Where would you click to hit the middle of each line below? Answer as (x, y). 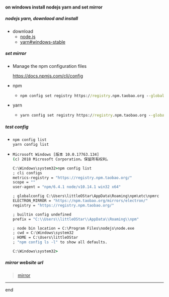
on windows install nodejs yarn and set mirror (54, 7)
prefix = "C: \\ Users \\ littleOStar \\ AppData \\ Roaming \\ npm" (76, 219)
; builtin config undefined (42, 214)
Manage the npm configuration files (50, 66)
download (23, 31)
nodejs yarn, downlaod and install (42, 19)
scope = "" (24, 182)
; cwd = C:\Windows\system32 (43, 233)
